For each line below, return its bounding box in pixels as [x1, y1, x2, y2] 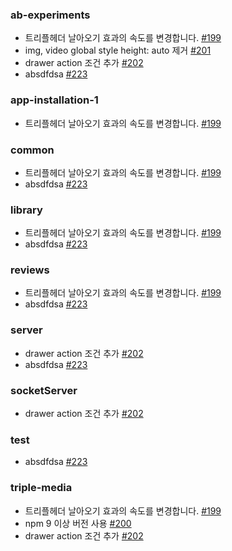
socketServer [10, 383, 78, 397]
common [10, 143, 55, 157]
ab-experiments [10, 8, 91, 22]
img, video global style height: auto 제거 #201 [24, 44, 212, 57]
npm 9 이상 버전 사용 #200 [24, 517, 132, 529]
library [10, 203, 43, 217]
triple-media [10, 481, 73, 495]
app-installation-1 [10, 93, 99, 107]
